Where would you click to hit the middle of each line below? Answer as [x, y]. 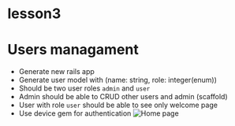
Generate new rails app [57, 72]
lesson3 [34, 14]
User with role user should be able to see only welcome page [118, 105]
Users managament [73, 50]
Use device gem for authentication [75, 113]
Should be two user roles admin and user [84, 88]
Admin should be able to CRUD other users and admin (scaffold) [123, 97]
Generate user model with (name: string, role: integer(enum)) [118, 80]
